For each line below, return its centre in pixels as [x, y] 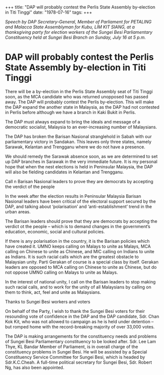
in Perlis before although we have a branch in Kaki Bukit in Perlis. [70, 112]
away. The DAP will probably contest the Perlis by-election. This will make [80, 102]
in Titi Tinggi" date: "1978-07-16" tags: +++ [49, 12]
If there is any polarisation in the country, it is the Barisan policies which [78, 241]
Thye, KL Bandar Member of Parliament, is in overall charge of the [72, 347]
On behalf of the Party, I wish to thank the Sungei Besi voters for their [75, 311]
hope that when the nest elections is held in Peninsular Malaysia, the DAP [79, 166]
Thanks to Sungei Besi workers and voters [48, 302]
